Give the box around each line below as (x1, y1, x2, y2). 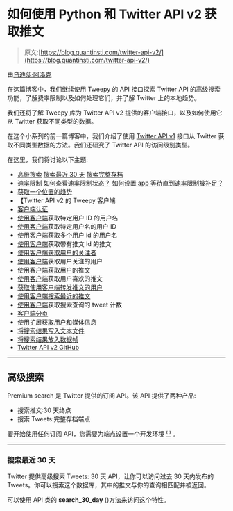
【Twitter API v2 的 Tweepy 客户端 (17, 196, 116, 204)
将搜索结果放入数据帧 (17, 335, 78, 343)
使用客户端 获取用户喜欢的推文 (17, 274, 103, 282)
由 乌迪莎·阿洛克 (7, 70, 52, 79)
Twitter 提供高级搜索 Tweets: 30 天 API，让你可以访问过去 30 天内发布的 (7, 472, 214, 480)
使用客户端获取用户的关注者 (17, 248, 97, 257)
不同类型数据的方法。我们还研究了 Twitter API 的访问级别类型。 (12, 140, 194, 149)
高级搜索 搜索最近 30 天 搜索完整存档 (17, 170, 123, 178)
